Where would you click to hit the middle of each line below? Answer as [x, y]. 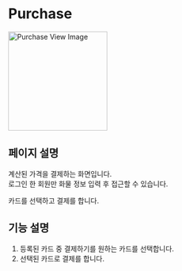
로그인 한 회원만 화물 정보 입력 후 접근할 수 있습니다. [88, 184]
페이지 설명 [34, 153]
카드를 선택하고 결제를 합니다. [54, 200]
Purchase [40, 14]
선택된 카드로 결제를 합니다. [62, 258]
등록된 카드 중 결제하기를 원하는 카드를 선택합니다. [97, 248]
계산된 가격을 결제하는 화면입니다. [60, 174]
